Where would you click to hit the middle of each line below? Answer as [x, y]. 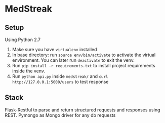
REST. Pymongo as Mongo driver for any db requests [60, 115]
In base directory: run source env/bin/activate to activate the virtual [84, 55]
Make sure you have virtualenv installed [54, 49]
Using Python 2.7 [23, 39]
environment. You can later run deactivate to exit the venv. [73, 60]
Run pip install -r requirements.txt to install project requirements [84, 66]
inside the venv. [28, 71]
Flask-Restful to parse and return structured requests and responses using [82, 110]
